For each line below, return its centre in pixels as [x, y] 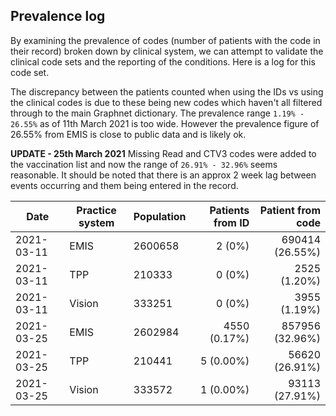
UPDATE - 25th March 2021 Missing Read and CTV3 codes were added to [163, 153]
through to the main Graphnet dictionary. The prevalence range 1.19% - [157, 113]
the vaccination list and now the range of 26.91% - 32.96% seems [144, 164]
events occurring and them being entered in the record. [124, 185]
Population [160, 216]
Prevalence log [58, 16]
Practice [96, 210]
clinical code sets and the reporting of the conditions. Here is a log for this [163, 61]
